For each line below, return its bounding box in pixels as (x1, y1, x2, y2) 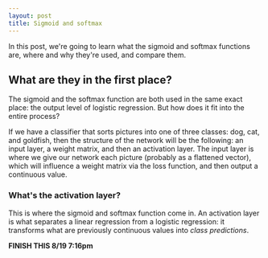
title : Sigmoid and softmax (8, 19, 103, 27)
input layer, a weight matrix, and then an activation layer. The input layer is (8, 144, 254, 154)
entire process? (8, 112, 60, 121)
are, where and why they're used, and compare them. (8, 50, 187, 59)
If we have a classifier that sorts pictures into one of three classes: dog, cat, (8, 127, 260, 137)
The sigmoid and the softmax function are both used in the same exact (8, 94, 243, 104)
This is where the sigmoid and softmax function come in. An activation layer (8, 208, 260, 218)
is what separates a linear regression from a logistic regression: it (8, 216, 225, 226)
